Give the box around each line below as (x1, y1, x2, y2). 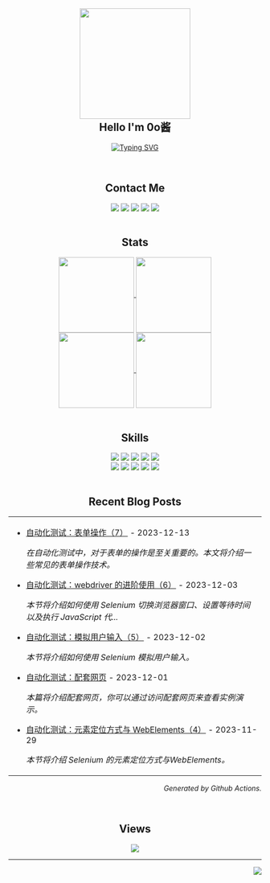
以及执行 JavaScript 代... (26, 612, 119, 623)
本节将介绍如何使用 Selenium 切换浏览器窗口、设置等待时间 (26, 600, 251, 611)
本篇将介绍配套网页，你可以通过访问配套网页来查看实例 (26, 692, 235, 704)
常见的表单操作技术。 (34, 560, 115, 571)
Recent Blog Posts (88, 495, 182, 508)
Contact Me (104, 182, 166, 195)
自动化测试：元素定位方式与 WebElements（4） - (26, 725, 214, 736)
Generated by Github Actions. (163, 783, 262, 793)
